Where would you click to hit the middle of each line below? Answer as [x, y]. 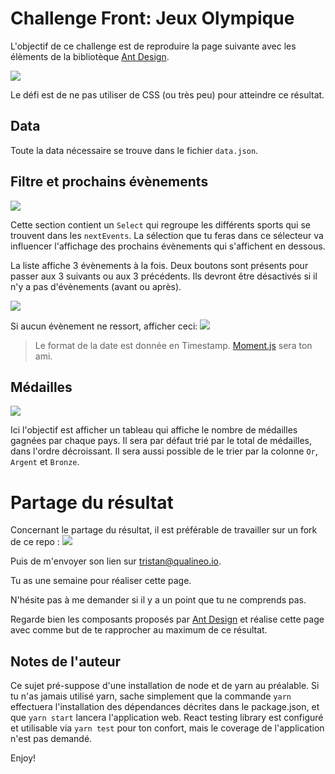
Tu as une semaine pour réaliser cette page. [101, 581]
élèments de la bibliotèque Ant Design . [90, 56]
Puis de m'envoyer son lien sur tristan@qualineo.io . [116, 561]
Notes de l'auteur [66, 661]
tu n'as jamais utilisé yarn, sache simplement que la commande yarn [151, 696]
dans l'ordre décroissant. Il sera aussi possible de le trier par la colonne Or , [164, 451]
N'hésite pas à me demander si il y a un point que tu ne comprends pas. [158, 600]
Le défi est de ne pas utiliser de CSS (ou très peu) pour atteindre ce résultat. [167, 94]
